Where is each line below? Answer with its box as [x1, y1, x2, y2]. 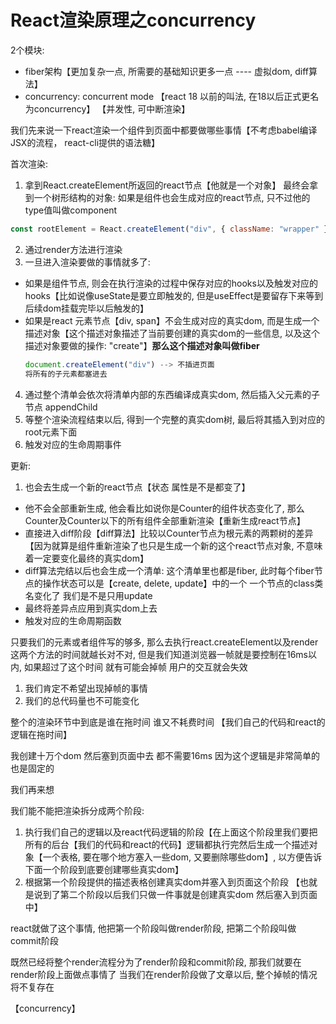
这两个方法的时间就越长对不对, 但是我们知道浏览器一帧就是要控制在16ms [10, 648, 308, 660]
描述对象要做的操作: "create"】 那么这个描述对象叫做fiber [24, 339, 260, 351]
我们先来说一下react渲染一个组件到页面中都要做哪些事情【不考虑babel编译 [10, 124, 318, 136]
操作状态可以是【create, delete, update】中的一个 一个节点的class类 [42, 577, 324, 589]
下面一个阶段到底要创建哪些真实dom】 [24, 863, 185, 875]
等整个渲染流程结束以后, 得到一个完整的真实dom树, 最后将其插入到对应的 [24, 413, 325, 425]
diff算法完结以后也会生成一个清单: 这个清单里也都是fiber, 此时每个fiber [24, 564, 315, 576]
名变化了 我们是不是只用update [24, 589, 153, 601]
